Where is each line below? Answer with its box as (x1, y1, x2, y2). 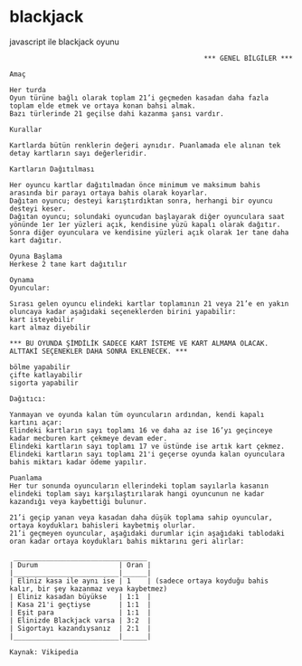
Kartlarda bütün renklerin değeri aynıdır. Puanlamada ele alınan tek (9, 140, 281, 150)
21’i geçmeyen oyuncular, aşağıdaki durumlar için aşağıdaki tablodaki (9, 528, 285, 538)
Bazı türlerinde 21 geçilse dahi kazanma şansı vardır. (9, 109, 224, 119)
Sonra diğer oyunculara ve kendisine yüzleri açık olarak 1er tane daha (9, 228, 289, 237)
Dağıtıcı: (9, 394, 47, 404)
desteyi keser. (9, 204, 67, 214)
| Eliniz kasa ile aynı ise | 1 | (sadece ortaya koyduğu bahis (9, 576, 269, 585)
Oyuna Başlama (9, 252, 63, 261)
